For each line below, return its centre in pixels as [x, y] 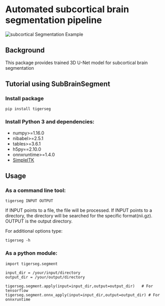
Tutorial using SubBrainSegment [58, 84]
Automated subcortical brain [67, 9]
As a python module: [31, 253]
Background [25, 50]
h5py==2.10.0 [27, 149]
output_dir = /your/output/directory [45, 277]
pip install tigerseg [28, 109]
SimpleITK [23, 160]
